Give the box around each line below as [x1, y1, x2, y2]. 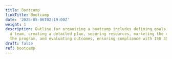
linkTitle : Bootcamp [5, 12, 50, 17]
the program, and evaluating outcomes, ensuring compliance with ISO [10, 36, 161, 42]
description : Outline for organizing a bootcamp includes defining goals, [5, 27, 168, 32]
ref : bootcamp [5, 46, 36, 51]
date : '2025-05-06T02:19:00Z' [5, 17, 70, 22]
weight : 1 [5, 22, 27, 27]
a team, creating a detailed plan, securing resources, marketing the [10, 31, 164, 36]
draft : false [5, 41, 33, 46]
